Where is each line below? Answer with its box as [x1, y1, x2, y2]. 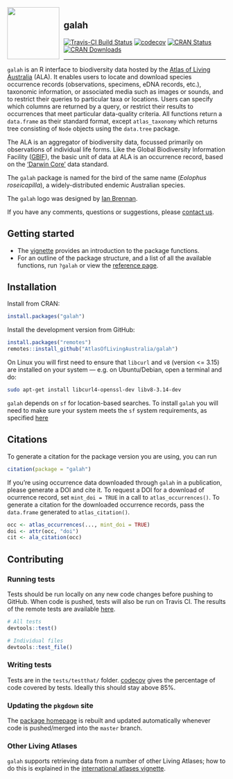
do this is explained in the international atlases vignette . [7, 764, 166, 773]
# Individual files [7, 637, 64, 644]
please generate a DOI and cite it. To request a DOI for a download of [7, 486, 205, 494]
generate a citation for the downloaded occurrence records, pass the [7, 500, 205, 509]
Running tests [7, 574, 55, 584]
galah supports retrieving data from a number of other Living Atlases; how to [7, 757, 226, 765]
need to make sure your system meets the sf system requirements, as [7, 406, 207, 414]
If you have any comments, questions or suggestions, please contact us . [7, 208, 214, 216]
